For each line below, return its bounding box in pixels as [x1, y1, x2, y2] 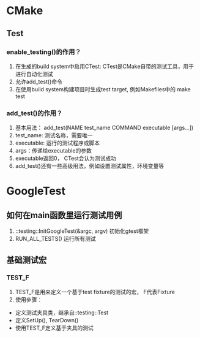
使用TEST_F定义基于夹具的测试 [15, 324, 94, 331]
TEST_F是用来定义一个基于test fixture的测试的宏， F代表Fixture [15, 288, 176, 295]
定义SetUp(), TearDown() [15, 316, 79, 324]
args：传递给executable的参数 [15, 147, 92, 154]
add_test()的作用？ [6, 108, 63, 117]
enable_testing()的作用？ [6, 47, 81, 56]
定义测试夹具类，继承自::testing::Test [15, 309, 109, 316]
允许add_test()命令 [15, 78, 62, 85]
